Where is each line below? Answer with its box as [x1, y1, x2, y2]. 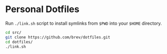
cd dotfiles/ [5, 39, 33, 44]
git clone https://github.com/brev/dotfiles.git [5, 34, 110, 40]
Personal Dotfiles [5, 4, 80, 15]
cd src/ [5, 30, 22, 35]
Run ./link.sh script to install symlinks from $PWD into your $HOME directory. [5, 20, 162, 26]
